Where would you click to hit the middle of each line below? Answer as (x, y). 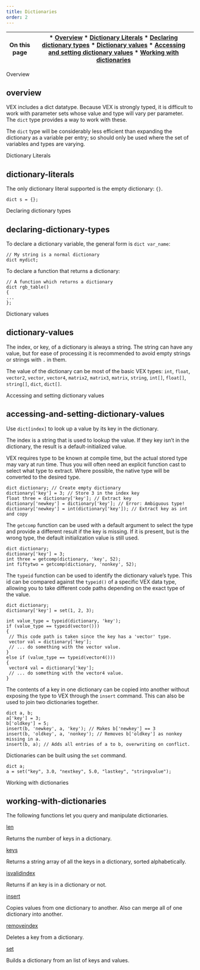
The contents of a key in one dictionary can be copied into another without (98, 689)
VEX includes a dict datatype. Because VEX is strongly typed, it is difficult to (100, 107)
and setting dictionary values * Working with (114, 52)
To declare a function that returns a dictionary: (63, 271)
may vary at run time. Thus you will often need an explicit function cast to (96, 464)
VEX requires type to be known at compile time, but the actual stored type (97, 458)
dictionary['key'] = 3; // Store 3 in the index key (73, 493)
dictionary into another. (35, 914)
